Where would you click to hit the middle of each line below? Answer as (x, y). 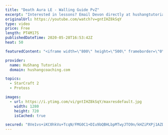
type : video (17, 24)
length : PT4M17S (22, 33)
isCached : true (30, 115)
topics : (13, 79)
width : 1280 (26, 106)
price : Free (17, 28)
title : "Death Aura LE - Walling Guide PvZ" (52, 10)
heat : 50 (14, 42)
